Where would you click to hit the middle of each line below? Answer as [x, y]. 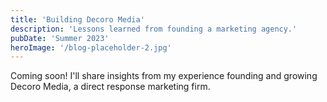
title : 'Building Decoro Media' [77, 19]
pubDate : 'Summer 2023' [60, 38]
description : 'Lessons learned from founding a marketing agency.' [154, 29]
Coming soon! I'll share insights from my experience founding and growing [164, 76]
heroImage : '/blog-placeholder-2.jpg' [91, 47]
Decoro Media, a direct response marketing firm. [110, 87]
